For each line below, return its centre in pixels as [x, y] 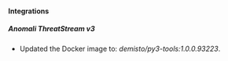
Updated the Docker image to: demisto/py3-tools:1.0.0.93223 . [120, 48]
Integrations [29, 11]
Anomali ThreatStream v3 [52, 29]
